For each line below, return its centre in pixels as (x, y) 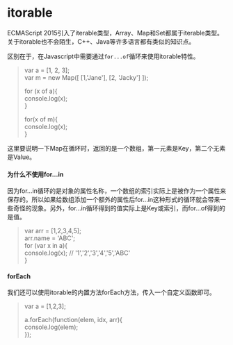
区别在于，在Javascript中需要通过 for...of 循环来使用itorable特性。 (103, 56)
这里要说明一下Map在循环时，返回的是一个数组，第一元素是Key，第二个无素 (116, 148)
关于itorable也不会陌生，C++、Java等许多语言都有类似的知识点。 (101, 41)
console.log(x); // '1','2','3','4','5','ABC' (77, 253)
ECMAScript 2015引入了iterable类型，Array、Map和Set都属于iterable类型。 (115, 33)
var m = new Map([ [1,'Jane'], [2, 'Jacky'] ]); (86, 77)
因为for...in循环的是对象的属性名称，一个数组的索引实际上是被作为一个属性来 (117, 191)
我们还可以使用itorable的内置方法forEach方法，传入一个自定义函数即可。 (111, 292)
